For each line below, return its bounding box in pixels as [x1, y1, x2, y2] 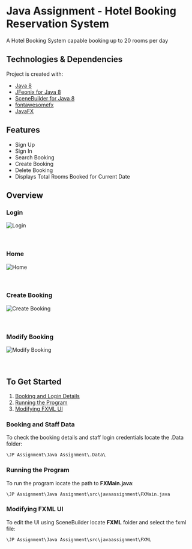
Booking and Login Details [14, 392, 80, 399]
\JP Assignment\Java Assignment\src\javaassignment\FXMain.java [6, 491, 170, 497]
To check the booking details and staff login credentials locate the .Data [6, 434, 184, 441]
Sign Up [14, 141, 35, 148]
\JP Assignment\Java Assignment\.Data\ [6, 452, 106, 458]
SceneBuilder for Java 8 [14, 94, 75, 102]
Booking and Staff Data [6, 420, 75, 428]
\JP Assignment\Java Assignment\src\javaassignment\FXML [6, 536, 152, 542]
